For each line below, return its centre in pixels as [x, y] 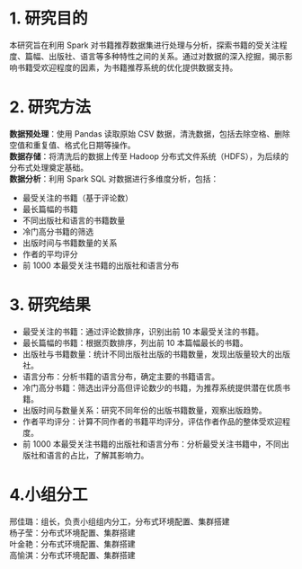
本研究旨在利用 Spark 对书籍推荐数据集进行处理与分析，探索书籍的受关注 [145, 45]
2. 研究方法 [50, 107]
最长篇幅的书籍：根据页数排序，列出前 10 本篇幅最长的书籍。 [135, 342]
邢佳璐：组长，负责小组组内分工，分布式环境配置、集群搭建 [120, 521]
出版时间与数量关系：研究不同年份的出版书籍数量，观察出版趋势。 [144, 410]
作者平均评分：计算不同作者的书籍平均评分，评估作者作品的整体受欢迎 [152, 421]
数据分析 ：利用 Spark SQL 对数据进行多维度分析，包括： [114, 178]
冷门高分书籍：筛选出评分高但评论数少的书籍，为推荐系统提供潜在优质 [152, 387]
